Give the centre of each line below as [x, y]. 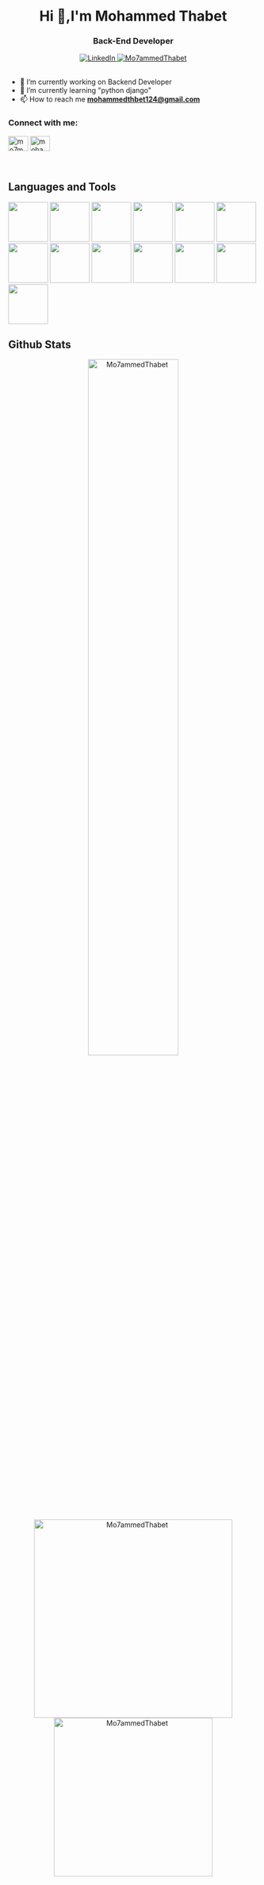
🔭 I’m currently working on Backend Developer [96, 82]
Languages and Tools [62, 187]
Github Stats [40, 344]
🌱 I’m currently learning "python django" [86, 90]
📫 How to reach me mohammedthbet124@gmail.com [110, 99]
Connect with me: [43, 123]
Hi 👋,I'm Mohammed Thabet [133, 16]
